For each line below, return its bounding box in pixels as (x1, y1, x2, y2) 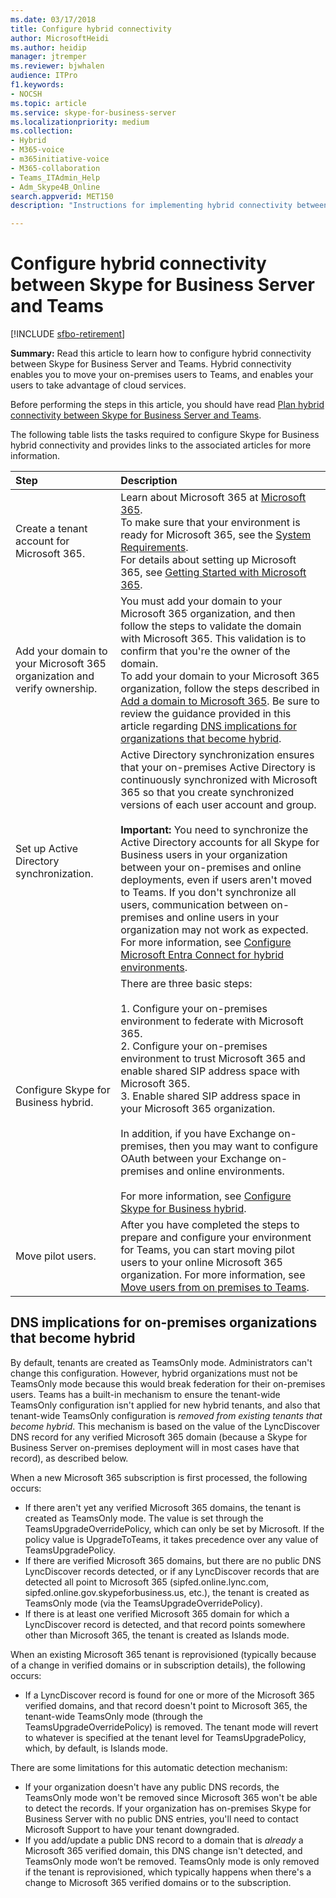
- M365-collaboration (10, 163, 101, 173)
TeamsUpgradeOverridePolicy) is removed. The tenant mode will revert (24, 1721, 319, 1733)
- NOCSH (10, 89, 43, 99)
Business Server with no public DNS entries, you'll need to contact (24, 1812, 299, 1825)
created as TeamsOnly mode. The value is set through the (24, 1512, 264, 1524)
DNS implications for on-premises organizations (10, 1314, 318, 1331)
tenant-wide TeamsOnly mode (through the (24, 1710, 203, 1722)
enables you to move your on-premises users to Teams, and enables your (10, 369, 314, 381)
